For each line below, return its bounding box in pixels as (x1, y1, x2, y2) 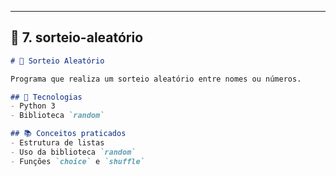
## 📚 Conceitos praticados (10, 129, 127, 139)
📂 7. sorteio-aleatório (10, 29, 144, 46)
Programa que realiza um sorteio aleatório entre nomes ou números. (10, 74, 302, 84)
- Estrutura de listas (10, 138, 105, 148)
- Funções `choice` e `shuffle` (10, 156, 145, 166)
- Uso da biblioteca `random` (10, 147, 137, 157)
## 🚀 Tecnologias (10, 92, 83, 102)
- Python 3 (10, 101, 56, 111)
